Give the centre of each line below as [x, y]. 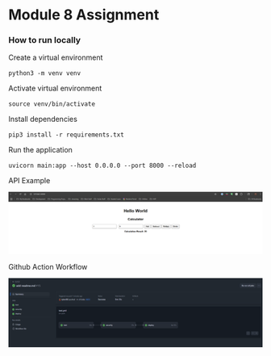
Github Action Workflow [48, 267]
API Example [29, 181]
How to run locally [45, 40]
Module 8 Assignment [84, 15]
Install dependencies [43, 119]
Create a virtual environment [56, 57]
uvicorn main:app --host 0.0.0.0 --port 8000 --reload [102, 166]
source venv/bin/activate [52, 104]
